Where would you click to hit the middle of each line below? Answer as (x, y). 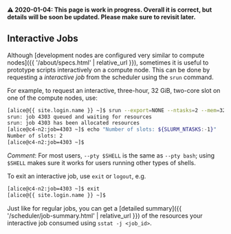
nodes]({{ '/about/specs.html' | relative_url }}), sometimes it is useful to (108, 62)
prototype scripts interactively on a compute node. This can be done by (109, 70)
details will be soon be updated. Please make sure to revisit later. (101, 17)
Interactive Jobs (43, 39)
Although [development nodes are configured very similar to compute (106, 55)
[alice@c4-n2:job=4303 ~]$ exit (53, 189)
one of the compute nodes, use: (52, 98)
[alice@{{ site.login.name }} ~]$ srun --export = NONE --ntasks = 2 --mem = (113, 110)
